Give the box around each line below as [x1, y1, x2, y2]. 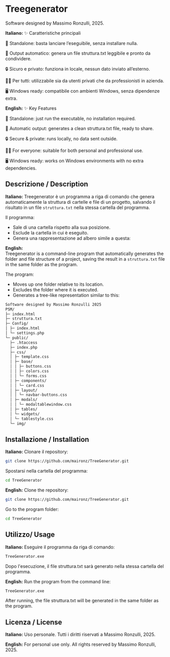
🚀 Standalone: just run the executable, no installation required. [5, 115, 136, 121]
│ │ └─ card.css [10, 383, 44, 388]
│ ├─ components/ [10, 378, 47, 383]
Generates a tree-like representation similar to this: [12, 292, 120, 298]
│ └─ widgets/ [10, 411, 40, 416]
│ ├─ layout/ [10, 388, 38, 393]
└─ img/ [10, 421, 27, 426]
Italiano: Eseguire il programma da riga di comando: [5, 544, 115, 550]
